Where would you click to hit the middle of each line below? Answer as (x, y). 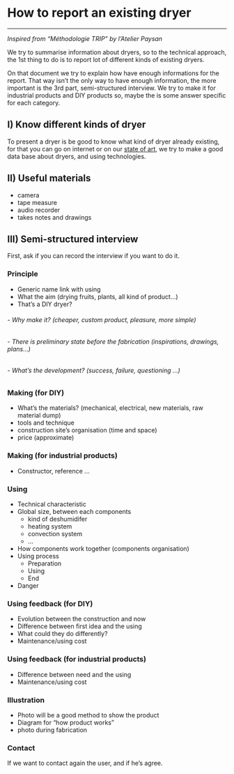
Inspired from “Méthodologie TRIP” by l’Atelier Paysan (85, 38)
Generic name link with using (59, 289)
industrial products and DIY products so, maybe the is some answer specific (117, 95)
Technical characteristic (52, 504)
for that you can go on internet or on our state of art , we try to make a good (115, 149)
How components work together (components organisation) (103, 549)
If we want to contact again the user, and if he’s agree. (85, 763)
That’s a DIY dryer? (45, 304)
